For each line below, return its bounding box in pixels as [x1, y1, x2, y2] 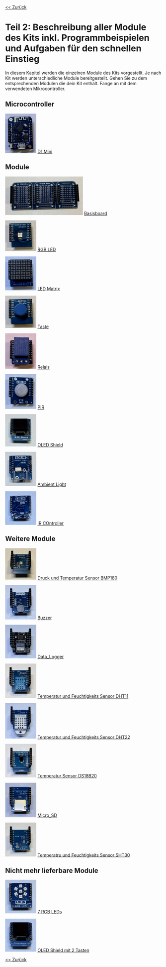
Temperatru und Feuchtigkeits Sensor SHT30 [37, 852, 130, 858]
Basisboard [83, 210, 107, 216]
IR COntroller [37, 520, 64, 527]
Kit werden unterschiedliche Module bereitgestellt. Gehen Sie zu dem [5, 75, 148, 81]
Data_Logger [37, 653, 64, 659]
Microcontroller [5, 100, 55, 108]
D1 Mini [37, 149, 53, 155]
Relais [37, 364, 50, 370]
